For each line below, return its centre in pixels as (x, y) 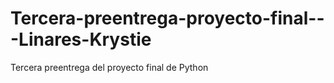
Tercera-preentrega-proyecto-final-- (167, 18)
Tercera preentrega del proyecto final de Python (109, 67)
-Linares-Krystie (81, 39)
